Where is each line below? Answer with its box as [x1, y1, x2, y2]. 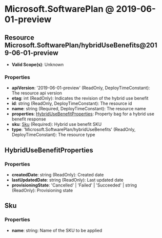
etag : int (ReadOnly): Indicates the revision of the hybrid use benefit [11, 95, 149, 101]
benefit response [11, 116, 46, 122]
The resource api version [11, 90, 62, 96]
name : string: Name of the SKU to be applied [11, 227, 102, 233]
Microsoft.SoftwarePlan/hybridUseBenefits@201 [4, 41, 158, 49]
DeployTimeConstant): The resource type [11, 132, 96, 138]
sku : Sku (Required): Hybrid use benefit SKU [11, 121, 102, 127]
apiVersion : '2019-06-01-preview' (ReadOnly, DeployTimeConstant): [11, 85, 150, 91]
